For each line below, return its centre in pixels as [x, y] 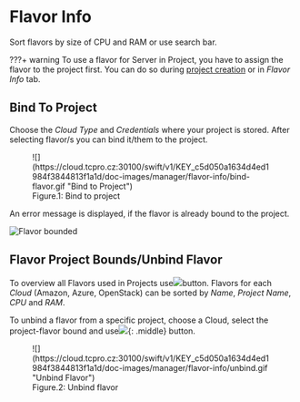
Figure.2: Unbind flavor [75, 387]
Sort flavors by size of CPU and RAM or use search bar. [113, 42]
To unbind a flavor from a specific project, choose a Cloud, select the [139, 320]
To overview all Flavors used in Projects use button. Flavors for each [141, 283]
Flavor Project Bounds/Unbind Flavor [116, 260]
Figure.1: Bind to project [76, 196]
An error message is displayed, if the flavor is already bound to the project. [150, 213]
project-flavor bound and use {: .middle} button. [102, 331]
